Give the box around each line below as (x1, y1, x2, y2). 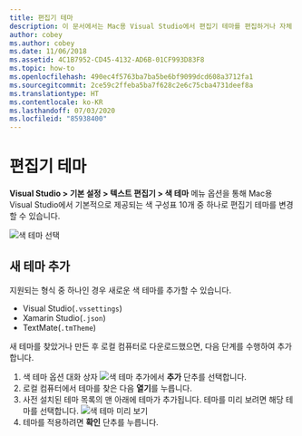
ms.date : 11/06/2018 (9, 47, 88, 56)
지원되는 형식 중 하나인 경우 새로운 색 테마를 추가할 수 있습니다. (9, 285, 232, 296)
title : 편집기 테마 (9, 13, 73, 23)
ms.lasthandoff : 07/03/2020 (9, 106, 116, 115)
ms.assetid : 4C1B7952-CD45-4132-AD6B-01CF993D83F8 (9, 55, 205, 64)
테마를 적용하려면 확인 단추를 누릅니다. (22, 416, 159, 427)
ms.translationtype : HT (9, 89, 100, 98)
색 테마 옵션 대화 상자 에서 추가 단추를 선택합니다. (22, 371, 248, 382)
